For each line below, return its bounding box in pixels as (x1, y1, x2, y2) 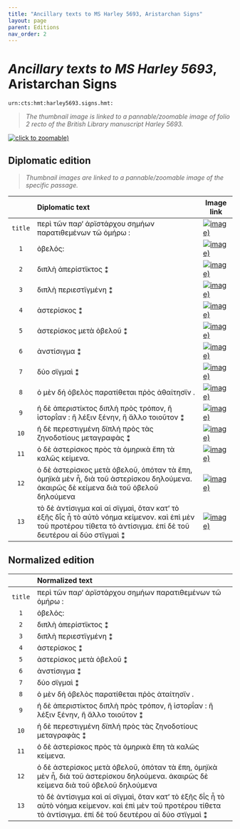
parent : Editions (8, 24, 60, 31)
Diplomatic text (36, 203, 90, 212)
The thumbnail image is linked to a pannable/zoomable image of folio (25, 112, 230, 121)
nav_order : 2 (8, 30, 47, 38)
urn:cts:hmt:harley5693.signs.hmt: (8, 100, 114, 107)
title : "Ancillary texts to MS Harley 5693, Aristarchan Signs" (8, 10, 203, 18)
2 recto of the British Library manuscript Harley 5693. (25, 120, 184, 128)
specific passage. (25, 181, 78, 189)
